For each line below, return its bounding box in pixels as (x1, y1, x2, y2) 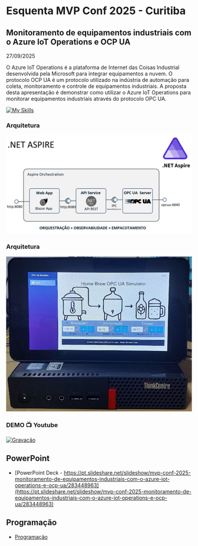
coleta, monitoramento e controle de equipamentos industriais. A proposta (6, 83, 187, 90)
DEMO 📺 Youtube (6, 420, 58, 429)
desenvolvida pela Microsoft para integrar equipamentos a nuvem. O (6, 70, 173, 77)
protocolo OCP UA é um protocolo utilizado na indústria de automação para (6, 77, 190, 83)
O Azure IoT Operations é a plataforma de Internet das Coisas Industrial (6, 64, 180, 71)
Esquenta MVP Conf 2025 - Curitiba (6, 4, 186, 18)
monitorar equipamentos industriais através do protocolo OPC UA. (6, 96, 167, 102)
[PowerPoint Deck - (14, 469, 63, 476)
